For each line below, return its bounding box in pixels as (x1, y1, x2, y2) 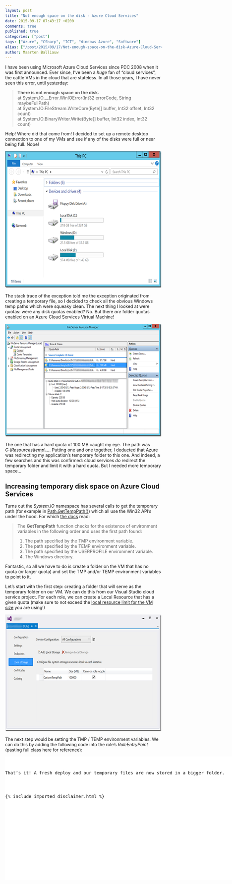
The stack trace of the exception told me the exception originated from (5, 293, 150, 298)
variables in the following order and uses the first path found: (17, 529, 142, 534)
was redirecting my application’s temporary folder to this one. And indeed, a (5, 452, 160, 458)
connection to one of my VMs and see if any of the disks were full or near (5, 136, 155, 142)
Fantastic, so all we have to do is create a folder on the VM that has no (5, 563, 149, 570)
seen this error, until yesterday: (5, 80, 68, 86)
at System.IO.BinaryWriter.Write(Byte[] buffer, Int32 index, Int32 (17, 116, 148, 121)
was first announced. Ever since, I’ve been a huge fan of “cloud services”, (5, 69, 156, 75)
